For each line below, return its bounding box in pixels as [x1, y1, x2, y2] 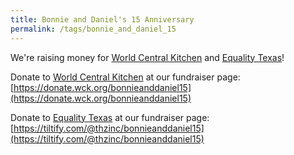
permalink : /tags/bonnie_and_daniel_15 [10, 24, 177, 34]
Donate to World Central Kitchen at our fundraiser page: [10, 71, 241, 83]
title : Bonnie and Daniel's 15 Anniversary [10, 14, 195, 25]
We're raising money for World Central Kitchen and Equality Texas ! [10, 51, 285, 63]
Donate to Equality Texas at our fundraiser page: [10, 111, 210, 123]
